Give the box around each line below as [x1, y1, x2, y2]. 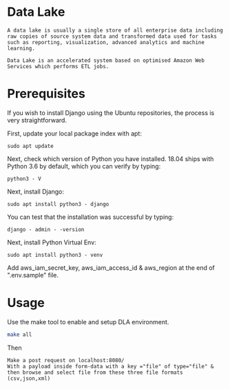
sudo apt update [7, 143, 54, 149]
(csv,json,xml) [7, 375, 51, 382]
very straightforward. [7, 116, 67, 124]
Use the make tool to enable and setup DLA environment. [7, 317, 169, 326]
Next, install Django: [7, 187, 64, 196]
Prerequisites [7, 86, 86, 102]
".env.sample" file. [7, 271, 59, 279]
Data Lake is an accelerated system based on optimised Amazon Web [7, 56, 205, 64]
